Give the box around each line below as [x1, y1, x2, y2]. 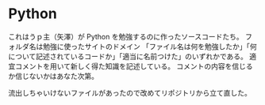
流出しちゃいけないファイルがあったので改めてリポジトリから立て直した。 [8, 88, 252, 97]
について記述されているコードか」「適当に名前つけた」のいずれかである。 [8, 51, 248, 61]
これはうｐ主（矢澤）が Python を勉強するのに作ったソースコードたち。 [8, 32, 244, 41]
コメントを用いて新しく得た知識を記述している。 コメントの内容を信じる [14, 61, 254, 71]
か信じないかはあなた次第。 [8, 71, 99, 81]
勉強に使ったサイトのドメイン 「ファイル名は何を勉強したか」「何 [42, 41, 257, 51]
